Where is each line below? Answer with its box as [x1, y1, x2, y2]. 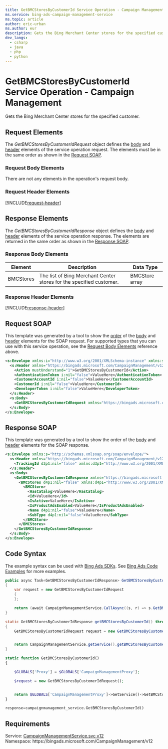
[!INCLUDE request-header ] [5, 200, 61, 206]
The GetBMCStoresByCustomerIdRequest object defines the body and [5, 141, 150, 147]
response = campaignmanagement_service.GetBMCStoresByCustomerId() [5, 705, 144, 711]
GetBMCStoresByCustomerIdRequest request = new [14, 629, 115, 634]
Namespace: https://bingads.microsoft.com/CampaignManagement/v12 [5, 738, 153, 744]
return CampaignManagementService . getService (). [14, 642, 117, 647]
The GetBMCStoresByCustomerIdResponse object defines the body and [5, 228, 154, 234]
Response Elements [5, 214, 68, 223]
